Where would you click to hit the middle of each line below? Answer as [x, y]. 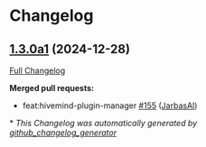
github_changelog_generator [63, 133]
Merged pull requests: [52, 88]
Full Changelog [37, 70]
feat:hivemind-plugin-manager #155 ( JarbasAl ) [110, 106]
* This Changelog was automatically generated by [103, 123]
